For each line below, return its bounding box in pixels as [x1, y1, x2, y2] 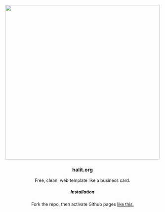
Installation [70, 189, 95, 195]
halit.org [72, 166, 93, 173]
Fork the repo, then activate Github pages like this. [31, 201, 134, 207]
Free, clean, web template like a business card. [35, 177, 130, 183]
